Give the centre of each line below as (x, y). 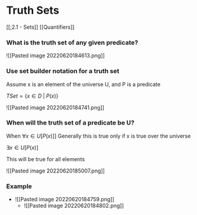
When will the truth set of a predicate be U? (70, 123)
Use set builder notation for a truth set (63, 71)
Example (19, 186)
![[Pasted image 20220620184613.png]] (55, 56)
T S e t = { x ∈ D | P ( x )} (32, 96)
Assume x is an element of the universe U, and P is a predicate (83, 84)
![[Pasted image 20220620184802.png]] (74, 206)
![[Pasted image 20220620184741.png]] (55, 107)
